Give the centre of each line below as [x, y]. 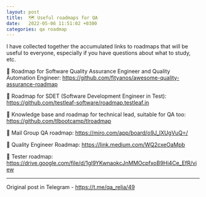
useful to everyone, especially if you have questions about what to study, [99, 53]
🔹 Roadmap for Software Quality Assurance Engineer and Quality [88, 72]
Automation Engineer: [34, 78]
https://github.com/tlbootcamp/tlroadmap [59, 121]
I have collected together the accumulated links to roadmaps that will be [97, 46]
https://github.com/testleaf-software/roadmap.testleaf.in [78, 103]
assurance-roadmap [32, 84]
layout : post [23, 12]
